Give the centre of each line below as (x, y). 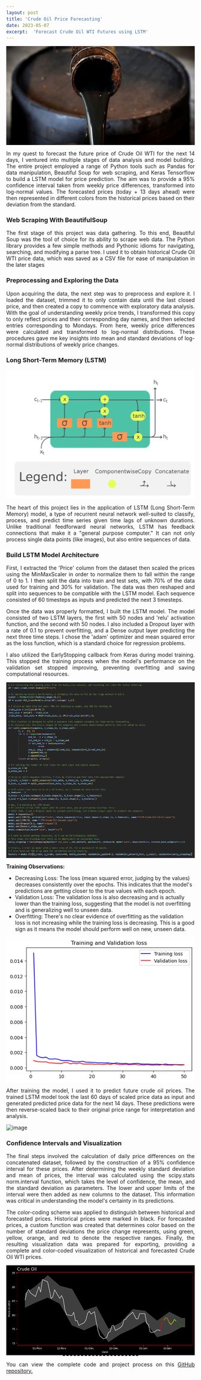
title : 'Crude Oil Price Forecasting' (54, 19)
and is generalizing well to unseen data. (64, 910)
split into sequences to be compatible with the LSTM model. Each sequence (100, 593)
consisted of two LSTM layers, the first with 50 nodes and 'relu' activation (100, 618)
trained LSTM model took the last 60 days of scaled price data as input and (100, 1096)
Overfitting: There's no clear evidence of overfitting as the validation (99, 916)
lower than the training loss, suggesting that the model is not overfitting (103, 903)
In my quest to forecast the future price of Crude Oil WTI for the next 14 (100, 153)
